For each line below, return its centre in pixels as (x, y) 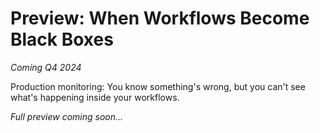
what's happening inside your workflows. (95, 97)
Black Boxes (62, 39)
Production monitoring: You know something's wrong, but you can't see (158, 86)
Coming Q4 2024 (46, 67)
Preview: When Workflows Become (160, 18)
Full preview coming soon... (67, 116)
